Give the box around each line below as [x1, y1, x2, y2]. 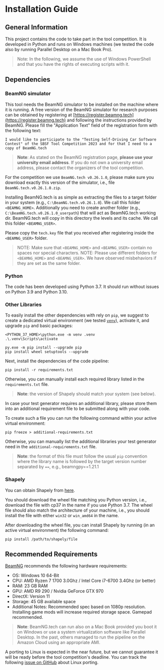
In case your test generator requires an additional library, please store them [5, 401, 157, 407]
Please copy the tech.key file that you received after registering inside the [5, 230, 154, 235]
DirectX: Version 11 [12, 593, 50, 599]
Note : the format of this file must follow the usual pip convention [17, 453, 148, 459]
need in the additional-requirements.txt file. [5, 444, 97, 450]
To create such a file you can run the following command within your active [5, 415, 157, 421]
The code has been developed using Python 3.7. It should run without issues [5, 284, 159, 290]
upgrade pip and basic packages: [5, 323, 73, 329]
